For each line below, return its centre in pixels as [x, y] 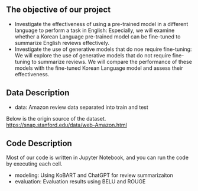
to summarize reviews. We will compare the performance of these [112, 61]
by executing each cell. [34, 164]
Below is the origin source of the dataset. [56, 118]
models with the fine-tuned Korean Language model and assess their [99, 68]
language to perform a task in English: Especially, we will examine [95, 30]
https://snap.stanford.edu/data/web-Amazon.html [66, 125]
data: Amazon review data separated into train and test [82, 107]
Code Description [39, 143]
